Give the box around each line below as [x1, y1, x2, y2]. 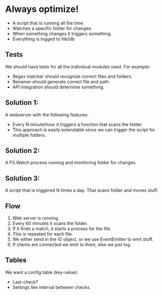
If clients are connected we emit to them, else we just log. [12, 242, 131, 248]
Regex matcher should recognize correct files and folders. [12, 73, 132, 79]
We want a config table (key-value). [5, 269, 79, 275]
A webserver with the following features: [5, 111, 89, 118]
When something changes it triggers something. [12, 30, 112, 36]
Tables [5, 256, 26, 265]
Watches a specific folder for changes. [12, 25, 92, 31]
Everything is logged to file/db [12, 36, 75, 42]
